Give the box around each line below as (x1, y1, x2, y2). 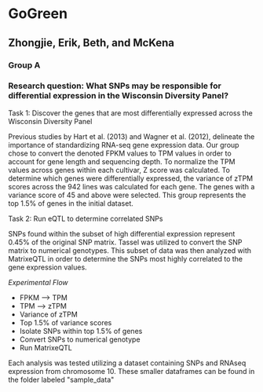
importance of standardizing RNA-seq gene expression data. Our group (8, 140, 239, 149)
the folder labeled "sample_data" (8, 375, 115, 384)
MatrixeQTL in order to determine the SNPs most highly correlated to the (8, 254, 243, 263)
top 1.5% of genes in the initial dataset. (8, 198, 133, 208)
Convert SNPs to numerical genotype (19, 335, 141, 344)
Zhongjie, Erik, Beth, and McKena (8, 36, 175, 49)
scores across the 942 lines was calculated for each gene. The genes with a (8, 181, 255, 191)
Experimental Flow (8, 277, 68, 287)
